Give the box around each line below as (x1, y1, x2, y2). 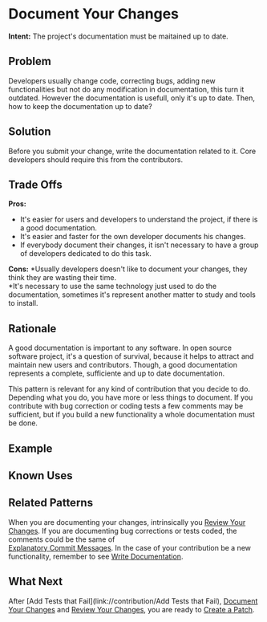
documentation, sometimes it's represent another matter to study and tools (8, 290, 257, 299)
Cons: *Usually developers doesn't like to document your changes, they (8, 264, 248, 274)
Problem (8, 55, 52, 68)
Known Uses (8, 469, 74, 482)
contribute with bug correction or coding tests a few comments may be (8, 401, 244, 411)
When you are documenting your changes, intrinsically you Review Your (8, 517, 246, 526)
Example (8, 441, 53, 455)
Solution (8, 125, 51, 139)
